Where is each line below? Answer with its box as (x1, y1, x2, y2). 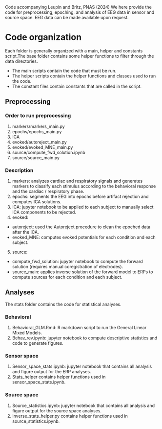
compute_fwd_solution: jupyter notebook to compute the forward (12, 258, 143, 264)
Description (5, 167, 34, 173)
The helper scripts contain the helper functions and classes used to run (12, 73, 156, 79)
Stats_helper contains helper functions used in (12, 374, 106, 380)
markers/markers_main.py (12, 123, 65, 129)
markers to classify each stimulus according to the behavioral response (12, 183, 156, 189)
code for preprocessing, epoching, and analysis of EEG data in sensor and (5, 9, 155, 15)
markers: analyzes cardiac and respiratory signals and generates (12, 178, 143, 184)
